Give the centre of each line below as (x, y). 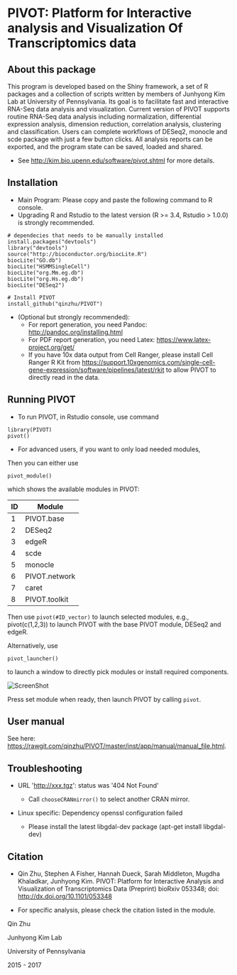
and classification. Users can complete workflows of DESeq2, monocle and (117, 132)
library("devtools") (38, 248)
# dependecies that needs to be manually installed (85, 236)
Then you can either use (43, 463)
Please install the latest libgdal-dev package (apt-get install (115, 827)
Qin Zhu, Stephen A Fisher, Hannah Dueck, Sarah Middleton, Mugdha (119, 874)
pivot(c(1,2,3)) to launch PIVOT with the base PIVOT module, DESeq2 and (114, 624)
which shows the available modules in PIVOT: (73, 489)
